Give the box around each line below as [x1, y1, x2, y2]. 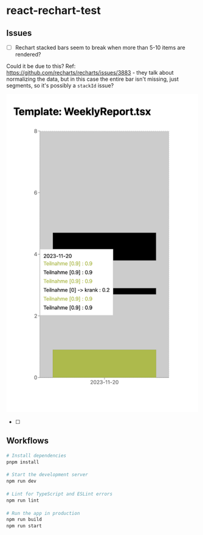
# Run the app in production [6, 510, 80, 516]
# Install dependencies [6, 452, 67, 458]
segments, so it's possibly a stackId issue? [6, 82, 114, 89]
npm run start [6, 523, 43, 529]
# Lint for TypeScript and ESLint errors [6, 491, 113, 497]
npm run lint [6, 497, 40, 503]
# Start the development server [6, 472, 88, 478]
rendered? [15, 51, 41, 58]
